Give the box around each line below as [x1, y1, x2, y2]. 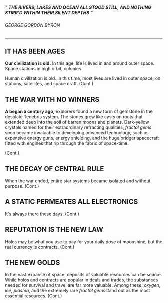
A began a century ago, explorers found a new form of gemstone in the [5, 108, 153, 115]
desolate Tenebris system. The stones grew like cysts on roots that [5, 114, 143, 120]
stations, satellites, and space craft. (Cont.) [5, 81, 94, 87]
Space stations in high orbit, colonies [5, 66, 81, 72]
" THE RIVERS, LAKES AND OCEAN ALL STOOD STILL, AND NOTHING [5, 4, 151, 10]
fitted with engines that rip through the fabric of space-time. [5, 140, 129, 146]
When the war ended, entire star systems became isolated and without [5, 178, 151, 184]
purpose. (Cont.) [5, 183, 39, 189]
